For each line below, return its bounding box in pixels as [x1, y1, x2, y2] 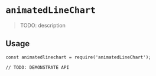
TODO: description [19, 22, 66, 29]
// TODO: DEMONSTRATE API [5, 64, 69, 70]
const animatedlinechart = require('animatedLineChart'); [5, 54, 151, 60]
